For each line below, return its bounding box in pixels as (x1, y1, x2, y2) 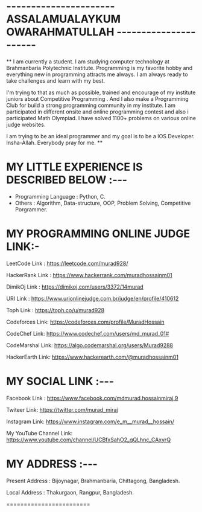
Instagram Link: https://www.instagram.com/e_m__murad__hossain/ (6, 418, 175, 425)
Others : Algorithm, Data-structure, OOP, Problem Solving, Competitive (14, 199, 191, 206)
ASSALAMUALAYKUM (6, 12, 121, 26)
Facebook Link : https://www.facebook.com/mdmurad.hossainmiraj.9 (6, 394, 178, 402)
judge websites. (6, 121, 46, 128)
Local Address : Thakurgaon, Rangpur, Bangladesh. (6, 488, 134, 496)
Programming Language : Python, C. (14, 193, 106, 200)
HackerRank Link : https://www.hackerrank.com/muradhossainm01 (6, 271, 173, 278)
